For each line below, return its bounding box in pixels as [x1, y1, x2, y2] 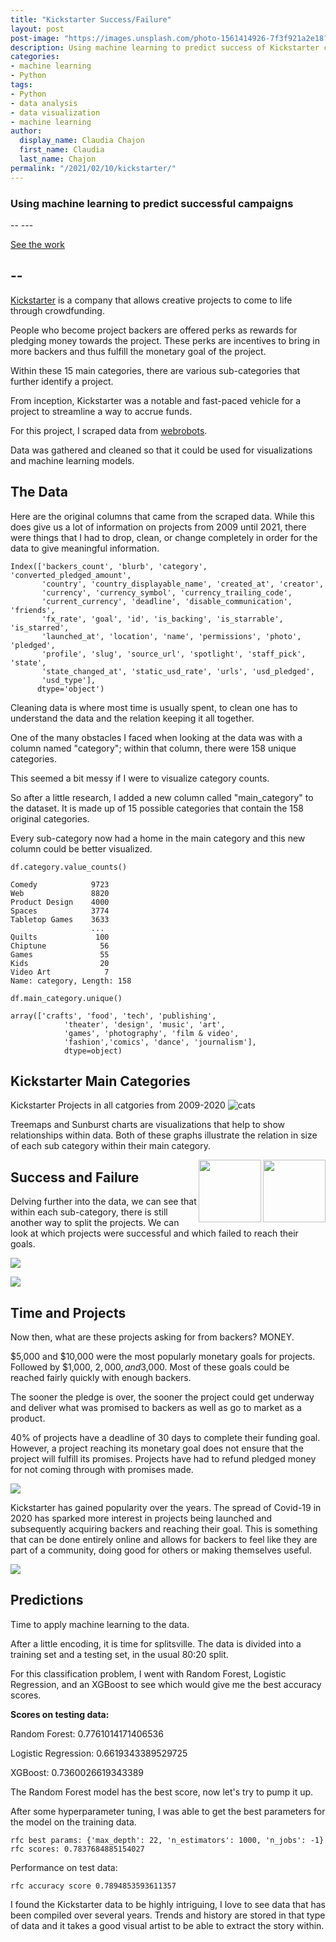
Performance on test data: [10, 1861, 118, 1873]
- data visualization [10, 107, 101, 118]
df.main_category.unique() [10, 993, 123, 1003]
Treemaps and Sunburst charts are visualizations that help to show [10, 1119, 285, 1131]
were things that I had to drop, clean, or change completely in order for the [10, 531, 318, 543]
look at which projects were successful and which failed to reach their [10, 1227, 299, 1240]
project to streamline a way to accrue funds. [10, 405, 193, 417]
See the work [10, 238, 65, 250]
